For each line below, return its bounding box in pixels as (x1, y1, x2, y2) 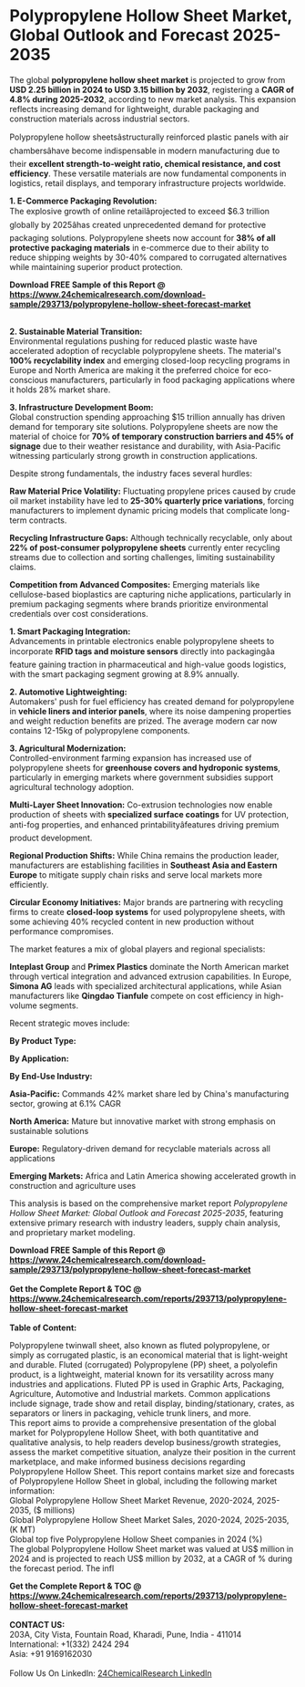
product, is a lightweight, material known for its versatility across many (9, 1369, 275, 1380)
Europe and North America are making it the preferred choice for (9, 364, 252, 375)
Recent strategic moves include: (9, 1017, 130, 1028)
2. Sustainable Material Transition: (9, 326, 143, 337)
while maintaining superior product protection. (9, 261, 184, 272)
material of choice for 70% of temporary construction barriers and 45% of (9, 431, 294, 442)
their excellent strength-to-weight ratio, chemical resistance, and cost (9, 158, 281, 169)
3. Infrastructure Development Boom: (9, 401, 154, 412)
